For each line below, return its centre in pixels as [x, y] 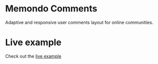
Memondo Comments [51, 9]
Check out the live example [33, 56]
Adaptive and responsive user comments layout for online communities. [79, 22]
